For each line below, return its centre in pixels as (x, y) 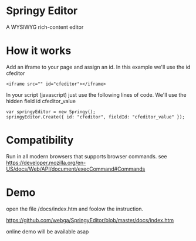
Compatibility (40, 140)
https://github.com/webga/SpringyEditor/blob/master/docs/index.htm (90, 220)
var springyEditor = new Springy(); (51, 112)
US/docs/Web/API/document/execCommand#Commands (76, 169)
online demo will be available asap (48, 231)
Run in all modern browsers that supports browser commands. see (87, 156)
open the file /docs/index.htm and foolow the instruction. (75, 209)
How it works (39, 51)
